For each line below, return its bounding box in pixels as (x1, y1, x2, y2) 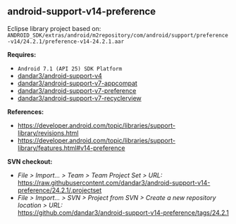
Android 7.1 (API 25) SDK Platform (17, 65, 123, 73)
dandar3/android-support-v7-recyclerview (17, 94, 142, 102)
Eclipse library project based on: (7, 24, 101, 32)
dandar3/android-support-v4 (17, 71, 102, 80)
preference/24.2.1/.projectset (17, 186, 102, 194)
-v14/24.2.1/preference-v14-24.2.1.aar (7, 38, 125, 45)
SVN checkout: (7, 157, 53, 166)
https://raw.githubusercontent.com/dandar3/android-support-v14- (17, 178, 211, 187)
